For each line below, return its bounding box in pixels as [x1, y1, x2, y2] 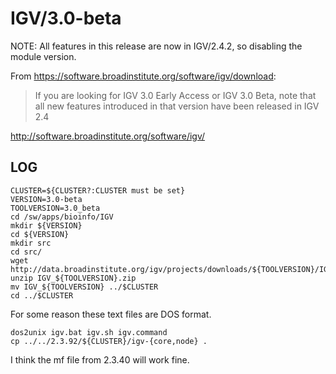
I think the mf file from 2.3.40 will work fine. [10, 353, 190, 366]
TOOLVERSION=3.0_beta [10, 203, 101, 213]
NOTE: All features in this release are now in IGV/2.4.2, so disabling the [10, 40, 303, 52]
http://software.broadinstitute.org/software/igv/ [10, 130, 206, 142]
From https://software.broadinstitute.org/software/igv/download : [10, 70, 277, 82]
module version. [10, 50, 77, 62]
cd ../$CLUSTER [10, 290, 74, 301]
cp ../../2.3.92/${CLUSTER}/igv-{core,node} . [10, 336, 208, 346]
